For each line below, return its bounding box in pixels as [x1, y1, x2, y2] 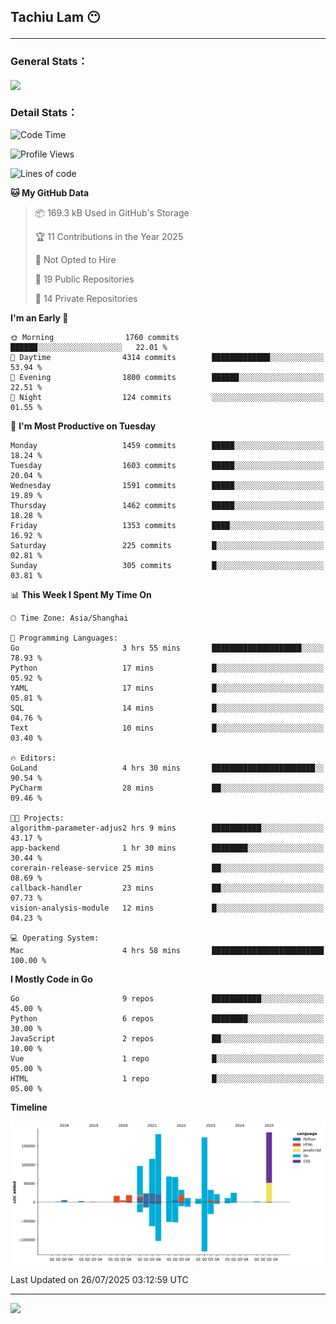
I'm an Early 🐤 [10, 312, 69, 324]
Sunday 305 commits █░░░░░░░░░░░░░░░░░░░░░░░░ [10, 561, 325, 571]
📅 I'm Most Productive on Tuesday [10, 420, 157, 432]
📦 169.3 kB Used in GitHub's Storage [34, 207, 190, 219]
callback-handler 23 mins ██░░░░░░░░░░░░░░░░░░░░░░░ [10, 883, 325, 894]
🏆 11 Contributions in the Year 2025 [34, 231, 184, 243]
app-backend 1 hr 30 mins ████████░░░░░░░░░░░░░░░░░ [10, 843, 325, 854]
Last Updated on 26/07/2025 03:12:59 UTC [10, 1273, 189, 1285]
